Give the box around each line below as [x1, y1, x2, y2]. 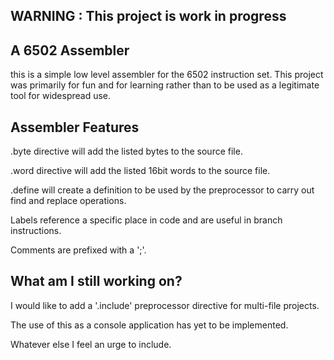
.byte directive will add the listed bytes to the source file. [10, 145, 243, 158]
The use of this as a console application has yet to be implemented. [10, 319, 289, 331]
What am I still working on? [10, 273, 183, 290]
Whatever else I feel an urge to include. [10, 338, 172, 350]
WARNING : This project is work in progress [10, 8, 287, 25]
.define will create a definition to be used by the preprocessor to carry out [10, 184, 315, 196]
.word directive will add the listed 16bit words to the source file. [10, 165, 271, 177]
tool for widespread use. [10, 90, 112, 102]
